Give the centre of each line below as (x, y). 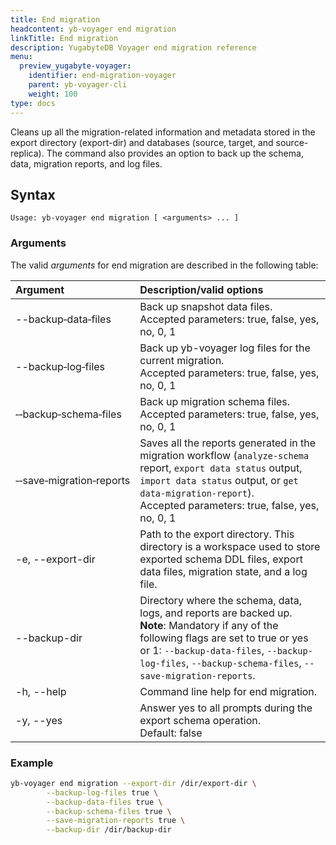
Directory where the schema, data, (221, 600)
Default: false (171, 733)
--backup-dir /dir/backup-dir (109, 830)
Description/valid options (201, 289)
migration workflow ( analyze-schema (224, 455)
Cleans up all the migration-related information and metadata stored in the (163, 132)
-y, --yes (39, 720)
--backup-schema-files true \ (109, 811)
